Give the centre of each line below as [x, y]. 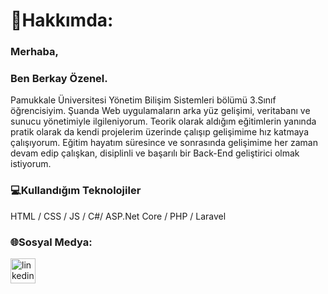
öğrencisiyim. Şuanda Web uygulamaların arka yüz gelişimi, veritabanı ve [160, 111]
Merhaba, [35, 52]
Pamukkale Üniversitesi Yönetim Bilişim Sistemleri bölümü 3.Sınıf [143, 100]
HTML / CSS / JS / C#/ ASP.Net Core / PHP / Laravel [118, 216]
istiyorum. [31, 164]
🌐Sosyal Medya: [51, 242]
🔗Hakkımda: [62, 20]
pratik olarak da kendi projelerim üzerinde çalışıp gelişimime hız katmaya [160, 132]
